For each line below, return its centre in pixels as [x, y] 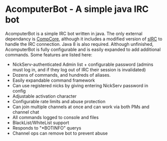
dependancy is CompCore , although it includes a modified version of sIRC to [84, 39]
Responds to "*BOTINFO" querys [47, 128]
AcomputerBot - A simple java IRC [77, 9]
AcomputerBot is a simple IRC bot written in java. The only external [74, 33]
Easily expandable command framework [54, 80]
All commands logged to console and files [55, 117]
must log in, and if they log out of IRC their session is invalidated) [79, 70]
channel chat [26, 112]
